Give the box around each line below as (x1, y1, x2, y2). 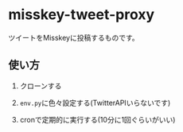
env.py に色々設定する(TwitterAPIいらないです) (19, 98, 171, 107)
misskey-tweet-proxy (8, 6, 155, 24)
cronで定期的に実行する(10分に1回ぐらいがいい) (19, 115, 176, 124)
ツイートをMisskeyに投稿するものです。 (8, 33, 139, 42)
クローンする (19, 81, 62, 91)
